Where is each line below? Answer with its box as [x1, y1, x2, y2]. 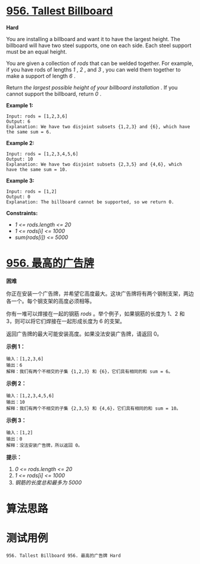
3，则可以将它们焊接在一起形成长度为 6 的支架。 [6, 317, 126, 324]
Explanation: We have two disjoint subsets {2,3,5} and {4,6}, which [6, 161, 183, 168]
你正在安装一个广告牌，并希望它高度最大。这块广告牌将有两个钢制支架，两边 [6, 290, 194, 297]
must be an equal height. [6, 48, 67, 55]
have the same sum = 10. [6, 166, 68, 172]
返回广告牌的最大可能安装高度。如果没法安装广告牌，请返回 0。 [6, 330, 162, 337]
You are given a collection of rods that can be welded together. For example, [6, 60, 193, 67]
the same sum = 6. [6, 129, 52, 135]
